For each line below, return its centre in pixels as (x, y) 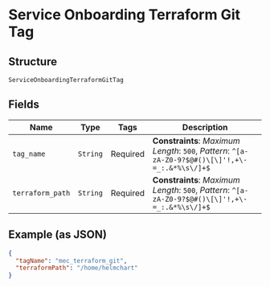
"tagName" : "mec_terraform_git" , (72, 260)
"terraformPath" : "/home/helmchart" (77, 268)
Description (205, 127)
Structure (33, 61)
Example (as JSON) (57, 235)
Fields (24, 105)
